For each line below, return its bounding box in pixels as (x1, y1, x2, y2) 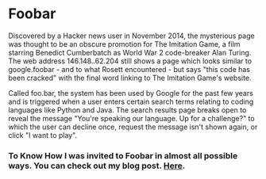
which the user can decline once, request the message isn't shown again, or (8, 122, 258, 131)
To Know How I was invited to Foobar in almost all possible (8, 150, 238, 161)
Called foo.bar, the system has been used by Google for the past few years (8, 88, 254, 97)
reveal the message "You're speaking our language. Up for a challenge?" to (8, 113, 256, 123)
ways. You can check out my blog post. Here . (8, 160, 186, 171)
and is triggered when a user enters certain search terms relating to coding (8, 97, 254, 106)
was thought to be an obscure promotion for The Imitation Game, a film (8, 39, 241, 48)
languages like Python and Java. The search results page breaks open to (8, 105, 247, 115)
